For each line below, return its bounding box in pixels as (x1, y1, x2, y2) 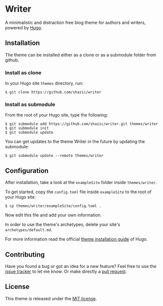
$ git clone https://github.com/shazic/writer (5, 90, 102, 95)
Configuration (5, 166, 49, 175)
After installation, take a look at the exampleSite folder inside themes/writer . (5, 180, 157, 185)
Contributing (5, 250, 45, 259)
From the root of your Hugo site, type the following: (5, 112, 108, 118)
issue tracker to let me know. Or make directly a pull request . (5, 268, 127, 274)
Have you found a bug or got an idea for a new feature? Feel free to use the (5, 263, 157, 269)
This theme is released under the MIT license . (5, 295, 97, 301)
